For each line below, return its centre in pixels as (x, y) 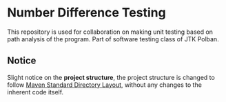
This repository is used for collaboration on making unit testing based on (110, 32)
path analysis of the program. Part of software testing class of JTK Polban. (113, 39)
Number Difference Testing (87, 13)
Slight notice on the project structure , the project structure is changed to (111, 77)
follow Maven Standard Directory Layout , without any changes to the (104, 85)
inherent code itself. (35, 92)
